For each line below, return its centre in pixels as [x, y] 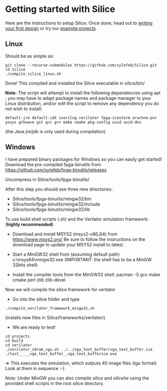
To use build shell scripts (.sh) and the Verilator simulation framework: [77, 219]
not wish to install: [24, 109]
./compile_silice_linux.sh [33, 74]
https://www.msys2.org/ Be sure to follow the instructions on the [79, 239]
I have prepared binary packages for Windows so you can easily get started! [83, 159]
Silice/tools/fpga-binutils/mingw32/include [56, 204]
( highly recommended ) [29, 224]
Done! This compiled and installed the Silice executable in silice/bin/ [75, 83]
